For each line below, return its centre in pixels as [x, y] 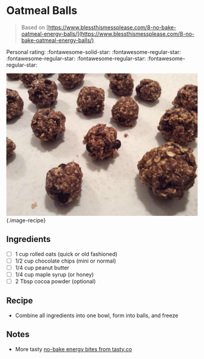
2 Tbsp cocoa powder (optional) [55, 281]
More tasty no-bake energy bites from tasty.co [73, 349]
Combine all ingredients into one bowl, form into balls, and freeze [97, 315]
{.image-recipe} [26, 220]
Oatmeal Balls [42, 11]
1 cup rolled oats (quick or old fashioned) [66, 254]
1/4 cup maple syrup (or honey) [54, 274]
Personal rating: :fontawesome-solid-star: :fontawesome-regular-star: [93, 52]
